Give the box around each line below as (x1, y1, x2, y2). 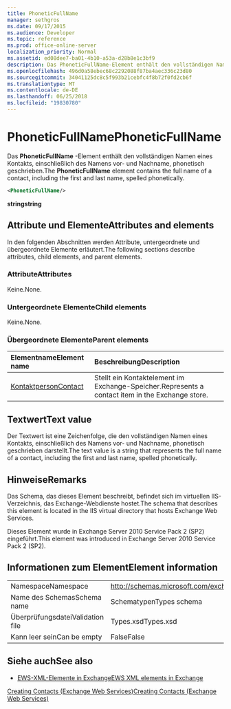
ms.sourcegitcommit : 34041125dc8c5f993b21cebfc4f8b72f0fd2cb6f (7, 74, 192, 81)
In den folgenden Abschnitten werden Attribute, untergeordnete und (7, 238, 200, 246)
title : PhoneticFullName (7, 10, 78, 17)
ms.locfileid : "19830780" (7, 100, 81, 107)
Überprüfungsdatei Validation (10, 612, 104, 622)
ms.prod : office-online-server (7, 42, 97, 49)
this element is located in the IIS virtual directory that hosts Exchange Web (7, 507, 218, 515)
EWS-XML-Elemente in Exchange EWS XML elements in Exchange (16, 673, 203, 681)
